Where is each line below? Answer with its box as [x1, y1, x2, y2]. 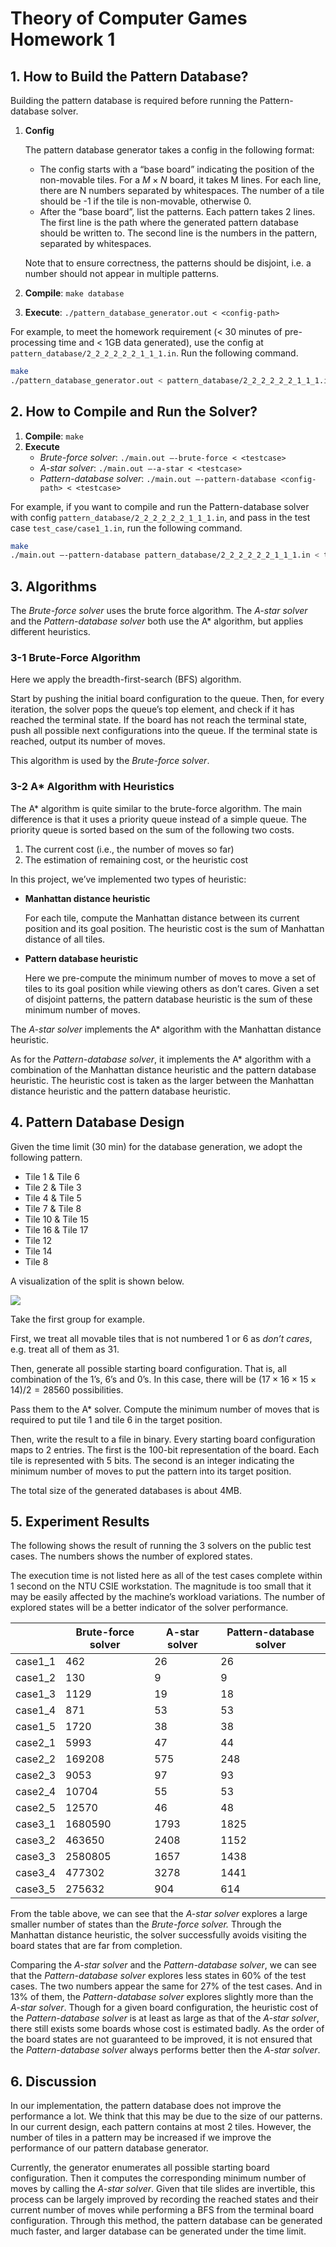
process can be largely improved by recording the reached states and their [10, 2193, 319, 2206]
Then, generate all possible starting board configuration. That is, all [10, 1362, 287, 1374]
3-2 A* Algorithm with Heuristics [10, 780, 175, 794]
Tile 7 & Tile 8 [24, 1202, 82, 1214]
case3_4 [15, 1866, 57, 1880]
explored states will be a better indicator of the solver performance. [10, 1602, 289, 1614]
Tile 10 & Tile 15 [24, 1213, 90, 1225]
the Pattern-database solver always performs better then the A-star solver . [10, 2044, 321, 2056]
